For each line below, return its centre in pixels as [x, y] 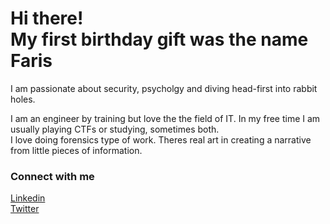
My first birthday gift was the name [159, 39]
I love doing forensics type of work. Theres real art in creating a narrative [161, 139]
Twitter [25, 209]
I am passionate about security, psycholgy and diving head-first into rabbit [164, 88]
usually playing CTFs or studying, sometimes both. [115, 129]
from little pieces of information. [76, 150]
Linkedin [28, 198]
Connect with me [52, 176]
